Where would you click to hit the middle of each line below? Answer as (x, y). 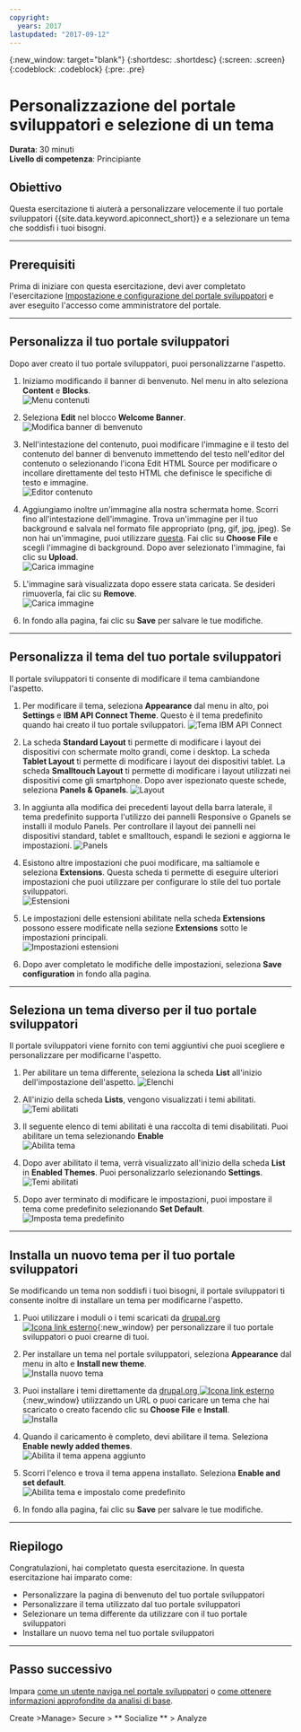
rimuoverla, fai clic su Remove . (79, 593)
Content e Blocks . (56, 390)
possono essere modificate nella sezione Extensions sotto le (135, 927)
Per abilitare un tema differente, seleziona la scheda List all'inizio (142, 1072)
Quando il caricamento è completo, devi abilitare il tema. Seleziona (145, 1437)
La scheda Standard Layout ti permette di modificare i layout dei (142, 742)
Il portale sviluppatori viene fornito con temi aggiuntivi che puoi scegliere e (147, 1045)
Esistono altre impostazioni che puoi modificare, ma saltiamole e (141, 862)
